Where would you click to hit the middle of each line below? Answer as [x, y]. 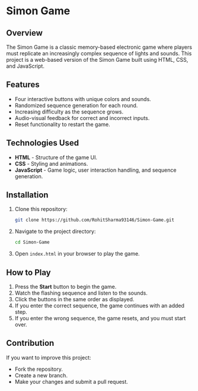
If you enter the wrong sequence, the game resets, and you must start [100, 318]
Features [23, 85]
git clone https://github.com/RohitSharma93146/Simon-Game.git [95, 220]
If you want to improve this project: [49, 357]
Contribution [30, 343]
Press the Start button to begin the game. [66, 287]
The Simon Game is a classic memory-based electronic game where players [99, 47]
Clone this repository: [41, 209]
